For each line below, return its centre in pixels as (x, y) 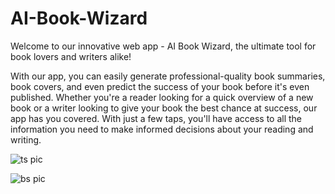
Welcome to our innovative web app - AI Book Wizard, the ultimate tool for (163, 46)
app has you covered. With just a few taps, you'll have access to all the (156, 118)
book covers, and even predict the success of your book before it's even (160, 86)
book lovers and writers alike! (71, 56)
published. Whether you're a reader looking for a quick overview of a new (162, 97)
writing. (26, 139)
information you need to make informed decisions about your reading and (162, 129)
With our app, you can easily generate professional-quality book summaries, (168, 76)
